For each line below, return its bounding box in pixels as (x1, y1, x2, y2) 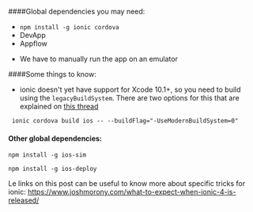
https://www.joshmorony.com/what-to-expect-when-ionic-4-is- (27, 187, 236, 197)
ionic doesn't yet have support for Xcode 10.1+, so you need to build (19, 85, 241, 94)
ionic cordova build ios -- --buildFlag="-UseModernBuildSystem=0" (11, 117, 239, 125)
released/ (8, 195, 40, 205)
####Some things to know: (8, 70, 97, 78)
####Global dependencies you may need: (8, 7, 145, 16)
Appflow (19, 39, 47, 48)
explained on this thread (19, 102, 99, 111)
